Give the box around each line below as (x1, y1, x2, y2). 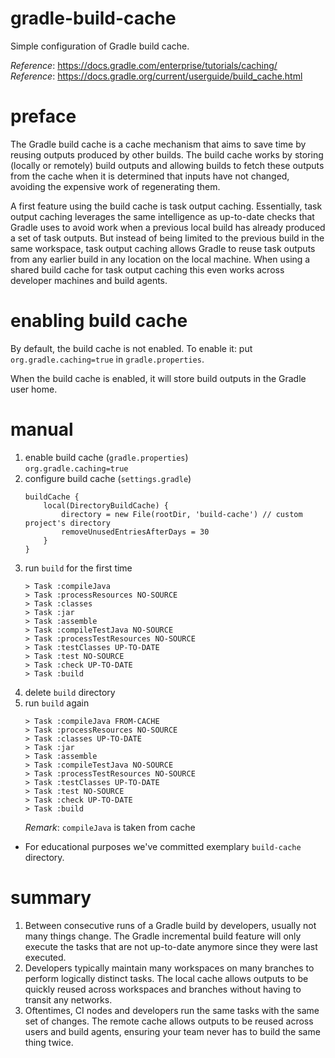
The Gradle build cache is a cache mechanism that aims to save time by (10, 138, 307, 150)
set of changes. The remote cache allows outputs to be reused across (24, 1015, 314, 1027)
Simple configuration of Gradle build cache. (10, 40, 190, 52)
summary (10, 886, 92, 909)
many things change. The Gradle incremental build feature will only (24, 930, 302, 942)
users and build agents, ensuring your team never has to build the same (24, 1025, 321, 1037)
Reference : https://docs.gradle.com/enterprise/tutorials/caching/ (10, 59, 278, 71)
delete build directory (24, 686, 116, 698)
